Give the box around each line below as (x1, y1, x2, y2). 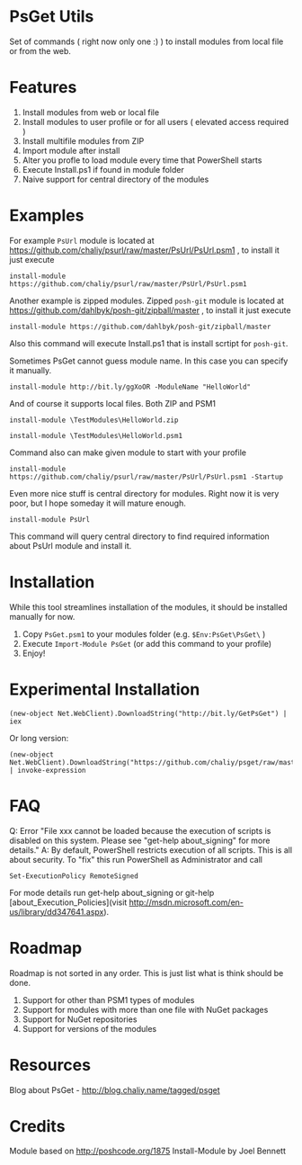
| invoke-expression (9, 766, 87, 775)
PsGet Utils (9, 6, 94, 27)
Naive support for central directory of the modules (22, 174, 209, 184)
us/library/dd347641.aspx (9, 906, 104, 917)
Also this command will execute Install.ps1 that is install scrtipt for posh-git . (9, 337, 289, 348)
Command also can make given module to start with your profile (9, 447, 247, 458)
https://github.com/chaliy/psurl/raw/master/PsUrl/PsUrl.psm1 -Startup (9, 472, 283, 481)
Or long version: (9, 732, 69, 743)
